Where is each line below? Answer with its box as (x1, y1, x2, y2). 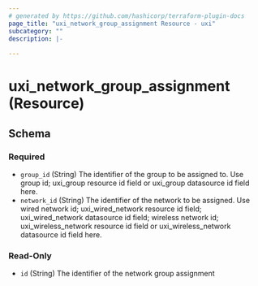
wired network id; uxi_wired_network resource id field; (19, 204, 202, 214)
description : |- (8, 34, 63, 43)
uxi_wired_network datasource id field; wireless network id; (19, 213, 219, 222)
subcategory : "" (8, 27, 63, 35)
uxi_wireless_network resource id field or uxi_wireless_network (19, 221, 231, 231)
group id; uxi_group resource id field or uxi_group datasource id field (19, 178, 250, 188)
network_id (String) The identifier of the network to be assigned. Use (19, 196, 250, 205)
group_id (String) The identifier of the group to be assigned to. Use (19, 170, 244, 179)
